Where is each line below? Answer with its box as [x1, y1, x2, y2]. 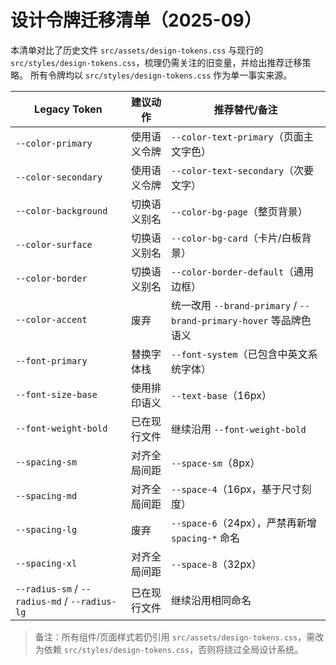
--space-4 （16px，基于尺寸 [171, 482, 302, 496]
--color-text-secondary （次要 [171, 163, 315, 177]
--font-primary [15, 355, 88, 366]
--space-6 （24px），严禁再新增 [171, 516, 317, 530]
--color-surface [15, 239, 93, 250]
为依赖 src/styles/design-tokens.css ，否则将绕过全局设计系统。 [34, 643, 304, 655]
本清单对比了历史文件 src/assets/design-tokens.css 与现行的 [10, 44, 264, 56]
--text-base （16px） [171, 388, 272, 402]
